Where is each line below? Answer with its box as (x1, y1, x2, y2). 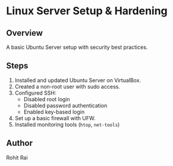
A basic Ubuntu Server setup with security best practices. (6, 43, 148, 51)
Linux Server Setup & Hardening (6, 4, 168, 18)
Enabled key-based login (23, 108, 85, 115)
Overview (6, 28, 43, 38)
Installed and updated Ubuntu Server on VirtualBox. (14, 76, 141, 84)
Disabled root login (23, 95, 70, 102)
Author (6, 138, 33, 148)
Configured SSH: (14, 89, 56, 96)
